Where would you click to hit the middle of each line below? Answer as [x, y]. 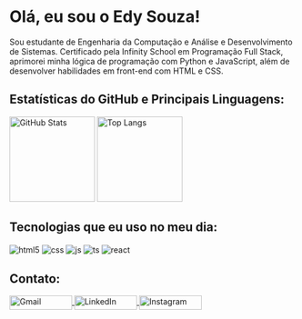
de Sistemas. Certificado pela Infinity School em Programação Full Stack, [146, 51]
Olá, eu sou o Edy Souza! [105, 17]
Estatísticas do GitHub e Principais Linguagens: [147, 100]
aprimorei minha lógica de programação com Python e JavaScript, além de [150, 61]
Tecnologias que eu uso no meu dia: [114, 228]
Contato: [35, 279]
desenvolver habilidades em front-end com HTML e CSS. [116, 71]
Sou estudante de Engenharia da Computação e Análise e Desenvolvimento [151, 42]
